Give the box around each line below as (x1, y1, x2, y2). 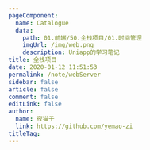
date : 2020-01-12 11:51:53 (8, 63, 98, 71)
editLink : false (8, 100, 62, 108)
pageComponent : (8, 11, 59, 20)
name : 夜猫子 (15, 115, 55, 123)
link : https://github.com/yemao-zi (15, 122, 133, 130)
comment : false (8, 93, 59, 101)
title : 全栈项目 (8, 56, 57, 64)
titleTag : (8, 129, 41, 137)
